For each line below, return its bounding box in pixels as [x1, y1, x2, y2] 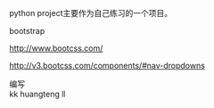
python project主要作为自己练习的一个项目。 [9, 8, 172, 18]
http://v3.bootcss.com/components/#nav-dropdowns [9, 61, 205, 71]
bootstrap [9, 26, 45, 36]
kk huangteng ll [9, 88, 66, 99]
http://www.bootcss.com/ [9, 43, 103, 54]
